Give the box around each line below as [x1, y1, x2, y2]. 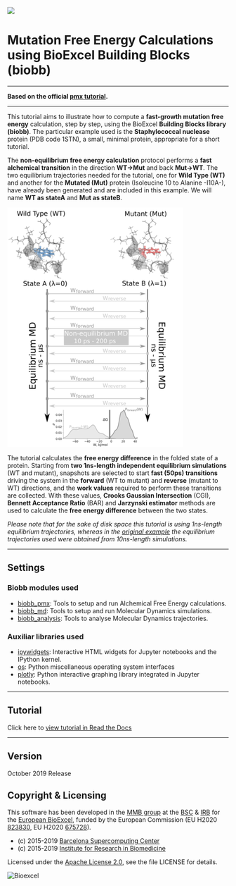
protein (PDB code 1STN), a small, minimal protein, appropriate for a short [7, 135, 220, 143]
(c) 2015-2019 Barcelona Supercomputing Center [17, 837, 160, 845]
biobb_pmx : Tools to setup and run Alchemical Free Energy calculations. [17, 599, 227, 608]
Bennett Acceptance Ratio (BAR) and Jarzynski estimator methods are [7, 498, 216, 507]
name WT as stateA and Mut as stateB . [7, 193, 123, 202]
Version [7, 751, 42, 763]
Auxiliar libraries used [7, 632, 84, 641]
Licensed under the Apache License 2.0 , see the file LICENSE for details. [7, 858, 218, 866]
